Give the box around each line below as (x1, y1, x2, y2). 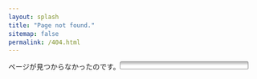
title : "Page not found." (8, 21, 95, 30)
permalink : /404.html (8, 38, 81, 46)
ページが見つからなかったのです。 (8, 62, 120, 72)
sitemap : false (8, 30, 59, 38)
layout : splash (8, 13, 59, 21)
